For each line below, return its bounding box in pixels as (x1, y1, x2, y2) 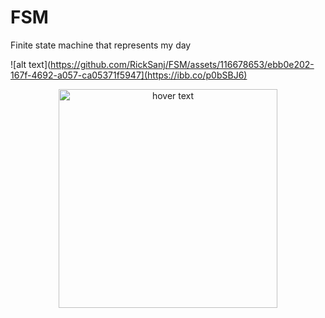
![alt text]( (10, 58, 52, 70)
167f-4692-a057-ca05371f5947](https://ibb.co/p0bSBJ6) (10, 69, 248, 81)
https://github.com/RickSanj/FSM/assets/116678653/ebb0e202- (50, 58, 315, 70)
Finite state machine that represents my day (10, 39, 192, 51)
